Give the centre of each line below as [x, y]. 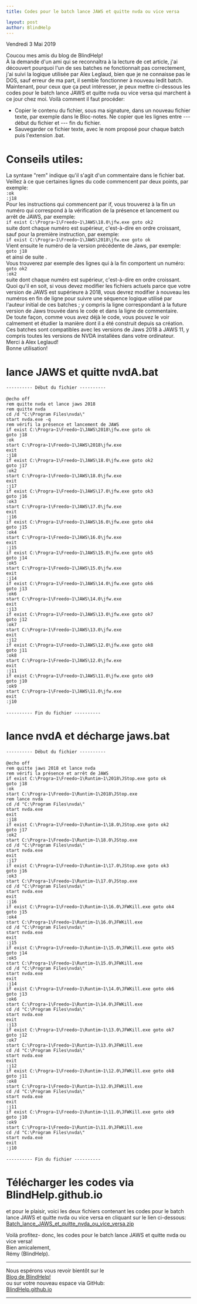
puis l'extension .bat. [40, 135]
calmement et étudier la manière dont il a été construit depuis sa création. [95, 324]
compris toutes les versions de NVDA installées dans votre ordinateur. [90, 336]
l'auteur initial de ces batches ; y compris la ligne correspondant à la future [96, 305]
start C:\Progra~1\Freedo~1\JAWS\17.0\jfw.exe [64, 507]
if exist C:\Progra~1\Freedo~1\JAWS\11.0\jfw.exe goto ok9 [80, 676]
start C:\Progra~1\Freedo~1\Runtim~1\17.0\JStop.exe [72, 881]
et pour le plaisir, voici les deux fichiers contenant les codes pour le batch [95, 1211]
